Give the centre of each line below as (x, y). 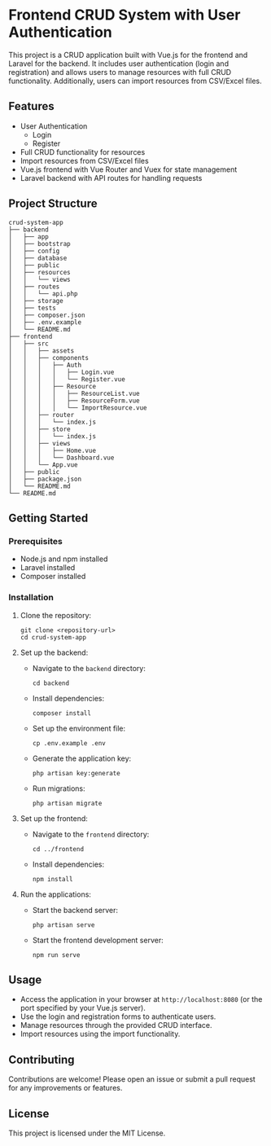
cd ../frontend (58, 849)
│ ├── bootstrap (39, 244)
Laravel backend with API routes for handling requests (111, 178)
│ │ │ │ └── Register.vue (67, 379)
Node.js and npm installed (64, 559)
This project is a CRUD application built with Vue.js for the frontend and (128, 55)
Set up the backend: (54, 652)
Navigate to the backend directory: (89, 668)
